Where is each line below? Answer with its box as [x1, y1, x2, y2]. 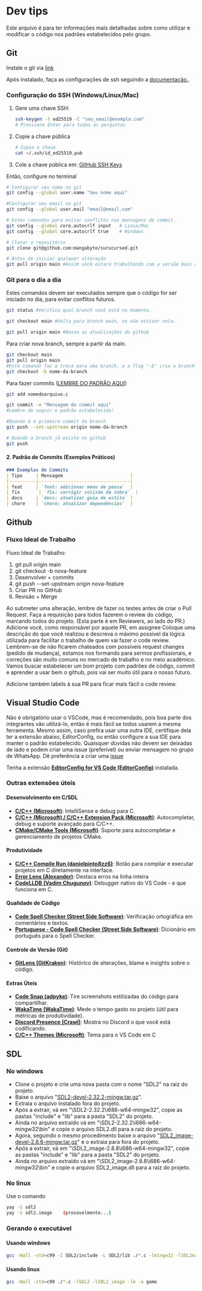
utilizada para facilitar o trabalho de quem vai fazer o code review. [6, 636, 170, 643]
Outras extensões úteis [6, 779, 76, 788]
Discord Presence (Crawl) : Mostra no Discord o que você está [14, 1018, 171, 1026]
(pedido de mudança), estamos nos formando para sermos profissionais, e [6, 649, 192, 657]
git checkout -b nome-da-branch [6, 368, 87, 374]
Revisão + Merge [14, 593, 58, 600]
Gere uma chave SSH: [14, 104, 70, 112]
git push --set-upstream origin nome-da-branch [6, 424, 128, 431]
